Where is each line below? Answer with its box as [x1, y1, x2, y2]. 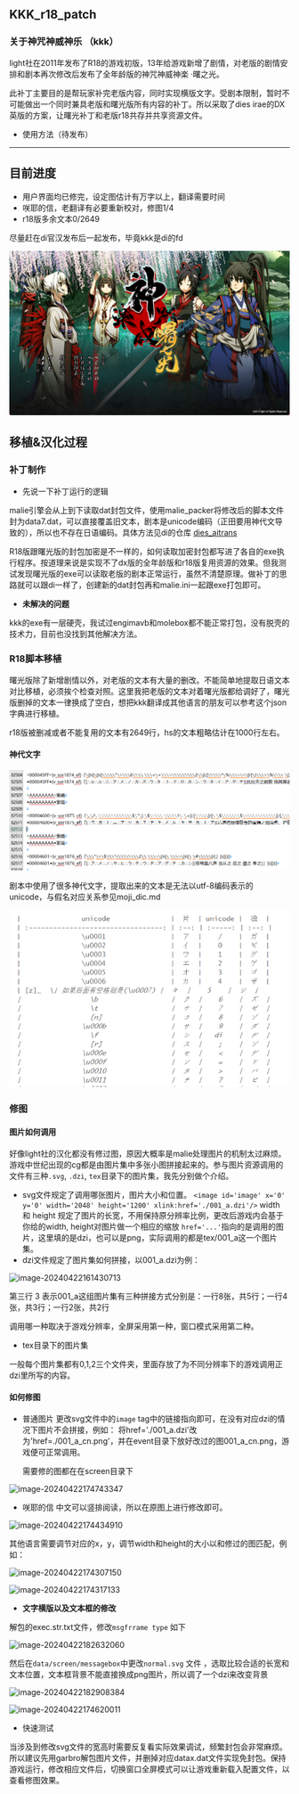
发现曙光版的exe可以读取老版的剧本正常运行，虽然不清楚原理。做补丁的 [16, 568, 280, 578]
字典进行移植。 [9, 708, 64, 718]
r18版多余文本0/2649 [21, 213, 101, 224]
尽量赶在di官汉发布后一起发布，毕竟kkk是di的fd [9, 232, 184, 243]
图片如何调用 [9, 1126, 56, 1137]
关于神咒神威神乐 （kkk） [9, 36, 118, 48]
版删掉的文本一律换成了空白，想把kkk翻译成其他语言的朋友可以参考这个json [9, 697, 287, 708]
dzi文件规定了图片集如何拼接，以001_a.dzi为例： [21, 1254, 200, 1265]
